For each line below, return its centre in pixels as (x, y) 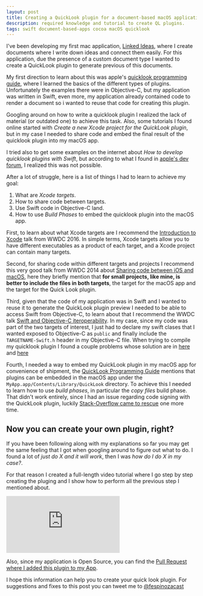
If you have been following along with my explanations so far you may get (98, 444)
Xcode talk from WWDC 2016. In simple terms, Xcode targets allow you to (98, 239)
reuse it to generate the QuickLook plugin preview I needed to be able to (96, 308)
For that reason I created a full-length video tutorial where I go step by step (100, 475)
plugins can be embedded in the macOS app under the (75, 378)
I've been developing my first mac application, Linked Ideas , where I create (100, 46)
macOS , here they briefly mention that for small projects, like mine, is (93, 277)
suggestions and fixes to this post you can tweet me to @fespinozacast (95, 586)
